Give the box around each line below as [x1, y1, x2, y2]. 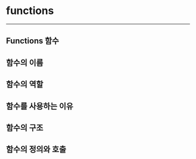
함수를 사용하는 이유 [6, 101, 73, 111]
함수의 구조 [6, 123, 44, 133]
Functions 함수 [6, 36, 60, 46]
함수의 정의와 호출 [6, 144, 66, 154]
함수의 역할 [6, 79, 44, 89]
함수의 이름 [6, 57, 44, 68]
